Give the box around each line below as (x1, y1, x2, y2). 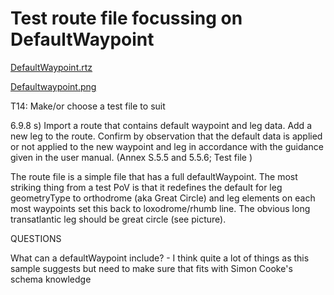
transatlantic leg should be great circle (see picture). (10, 213, 227, 225)
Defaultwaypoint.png (10, 80, 97, 92)
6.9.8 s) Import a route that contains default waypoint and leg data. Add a (10, 119, 312, 131)
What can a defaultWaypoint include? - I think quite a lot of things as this (10, 252, 310, 264)
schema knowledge (10, 273, 92, 285)
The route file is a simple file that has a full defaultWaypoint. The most (10, 170, 298, 182)
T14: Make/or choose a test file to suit (10, 100, 166, 112)
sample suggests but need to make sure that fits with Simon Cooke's (10, 262, 293, 274)
